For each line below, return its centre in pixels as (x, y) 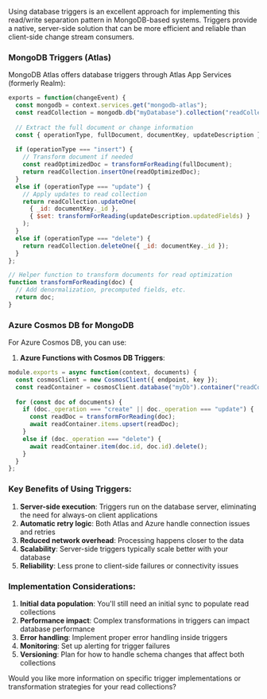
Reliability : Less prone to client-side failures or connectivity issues (129, 565)
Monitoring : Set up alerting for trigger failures (95, 646)
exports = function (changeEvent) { (67, 98)
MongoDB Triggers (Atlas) (60, 57)
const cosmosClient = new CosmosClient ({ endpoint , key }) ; (117, 380)
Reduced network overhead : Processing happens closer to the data (132, 540)
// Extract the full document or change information (104, 127)
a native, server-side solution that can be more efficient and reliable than (127, 28)
